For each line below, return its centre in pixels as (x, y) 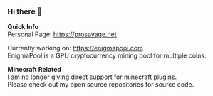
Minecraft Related (35, 70)
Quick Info (23, 27)
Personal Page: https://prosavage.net (62, 34)
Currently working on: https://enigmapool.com (76, 48)
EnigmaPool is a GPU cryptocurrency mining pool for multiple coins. (107, 55)
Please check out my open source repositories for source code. (101, 85)
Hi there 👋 (25, 11)
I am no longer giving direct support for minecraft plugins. (92, 77)
